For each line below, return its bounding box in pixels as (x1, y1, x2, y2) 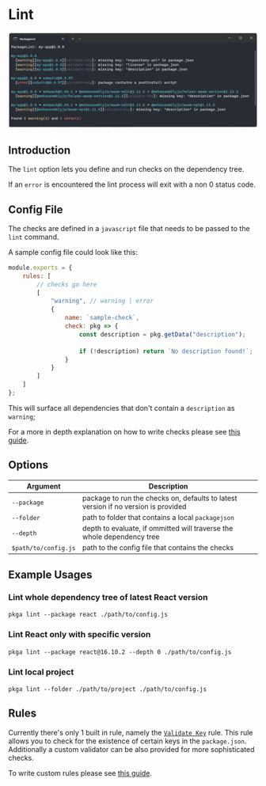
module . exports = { (8, 264, 73, 271)
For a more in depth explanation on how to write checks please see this (8, 427, 241, 436)
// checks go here (36, 280, 97, 288)
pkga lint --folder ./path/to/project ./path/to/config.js (8, 685, 207, 693)
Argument (26, 481, 61, 492)
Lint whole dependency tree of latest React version (8, 592, 208, 603)
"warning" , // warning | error (50, 297, 154, 306)
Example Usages (8, 568, 93, 582)
